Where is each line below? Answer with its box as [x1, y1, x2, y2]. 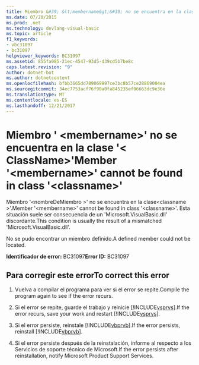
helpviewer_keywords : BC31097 [6, 53, 81, 59]
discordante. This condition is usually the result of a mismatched [6, 218, 162, 225]
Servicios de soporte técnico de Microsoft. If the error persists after [14, 346, 179, 353]
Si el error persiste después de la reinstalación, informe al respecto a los [14, 339, 191, 347]
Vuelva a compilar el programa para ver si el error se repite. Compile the [14, 286, 190, 293]
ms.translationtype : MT [6, 92, 65, 97]
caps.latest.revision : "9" [6, 64, 73, 70]
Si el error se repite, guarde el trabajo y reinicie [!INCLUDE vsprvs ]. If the [14, 304, 190, 311]
